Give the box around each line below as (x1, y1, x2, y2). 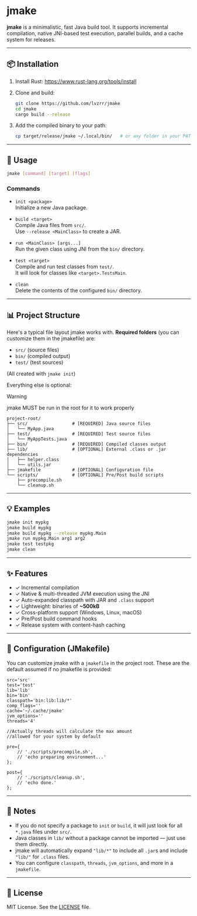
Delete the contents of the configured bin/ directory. (15, 287, 143, 294)
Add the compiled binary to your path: (15, 122, 107, 129)
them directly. (15, 840, 49, 847)
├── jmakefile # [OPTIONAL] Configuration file (6, 467, 154, 473)
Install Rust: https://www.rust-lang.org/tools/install (15, 77, 137, 84)
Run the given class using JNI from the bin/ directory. (15, 245, 145, 253)
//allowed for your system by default (6, 734, 101, 739)
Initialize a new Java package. (15, 204, 88, 211)
